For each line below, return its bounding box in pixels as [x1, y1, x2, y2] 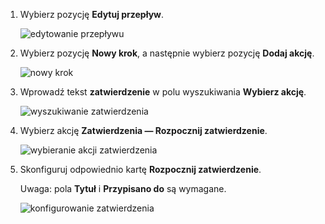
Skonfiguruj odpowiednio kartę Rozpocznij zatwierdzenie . [19, 164, 262, 175]
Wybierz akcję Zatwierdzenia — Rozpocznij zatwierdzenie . [19, 125, 268, 136]
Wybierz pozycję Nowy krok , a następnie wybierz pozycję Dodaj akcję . [19, 47, 315, 59]
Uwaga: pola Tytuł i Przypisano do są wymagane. [19, 183, 227, 194]
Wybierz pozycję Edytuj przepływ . [19, 9, 165, 20]
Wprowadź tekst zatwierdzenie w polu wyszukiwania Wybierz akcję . [19, 86, 307, 98]
